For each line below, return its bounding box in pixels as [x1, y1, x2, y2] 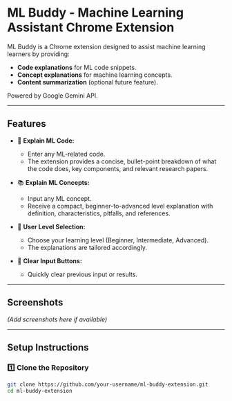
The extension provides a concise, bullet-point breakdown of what [27, 157, 217, 166]
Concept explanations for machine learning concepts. [17, 71, 173, 79]
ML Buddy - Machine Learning [7, 5, 184, 21]
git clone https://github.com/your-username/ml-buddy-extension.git [7, 381, 209, 389]
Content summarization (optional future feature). [17, 78, 159, 86]
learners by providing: [7, 50, 70, 58]
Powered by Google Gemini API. [7, 91, 98, 100]
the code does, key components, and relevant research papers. [27, 164, 209, 172]
